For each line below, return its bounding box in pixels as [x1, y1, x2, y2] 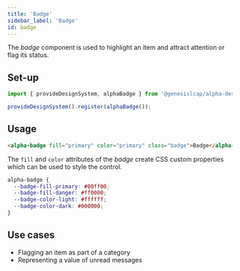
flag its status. [7, 51, 49, 59]
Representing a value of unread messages [17, 255, 143, 264]
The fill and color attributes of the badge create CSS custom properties [7, 155, 224, 163]
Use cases [7, 229, 55, 241]
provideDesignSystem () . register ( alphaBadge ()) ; [7, 103, 152, 111]
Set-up [7, 71, 39, 83]
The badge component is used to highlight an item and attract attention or [7, 44, 225, 52]
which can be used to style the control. [7, 162, 123, 171]
